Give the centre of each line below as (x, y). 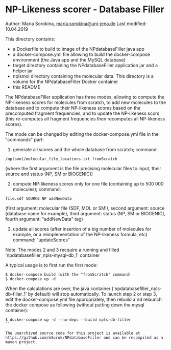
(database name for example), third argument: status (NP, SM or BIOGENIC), (86, 213)
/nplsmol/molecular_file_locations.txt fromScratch (61, 159)
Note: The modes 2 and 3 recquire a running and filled (62, 250)
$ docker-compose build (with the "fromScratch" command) (68, 274)
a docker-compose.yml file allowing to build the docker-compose (81, 54)
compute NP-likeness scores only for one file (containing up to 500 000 (88, 183)
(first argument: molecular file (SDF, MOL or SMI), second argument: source (85, 208)
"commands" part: (25, 139)
